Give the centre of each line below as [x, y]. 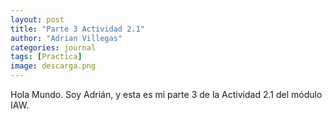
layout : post [37, 19]
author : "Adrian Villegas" [66, 38]
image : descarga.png [53, 66]
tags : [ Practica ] [46, 57]
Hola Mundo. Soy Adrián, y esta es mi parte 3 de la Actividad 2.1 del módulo [166, 94]
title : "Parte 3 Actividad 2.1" [77, 29]
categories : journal [53, 47]
